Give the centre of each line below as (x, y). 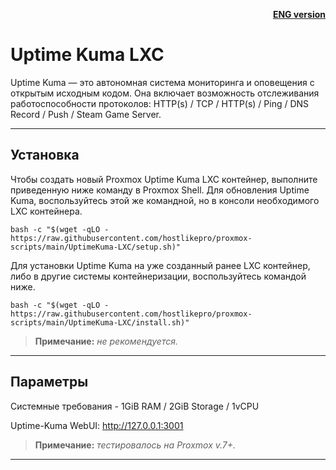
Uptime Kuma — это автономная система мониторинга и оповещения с (162, 82)
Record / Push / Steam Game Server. (86, 114)
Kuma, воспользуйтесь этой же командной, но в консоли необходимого (165, 200)
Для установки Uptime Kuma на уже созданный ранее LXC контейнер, (160, 265)
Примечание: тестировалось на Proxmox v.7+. (135, 445)
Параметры (49, 382)
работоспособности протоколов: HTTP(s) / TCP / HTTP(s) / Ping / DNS (160, 103)
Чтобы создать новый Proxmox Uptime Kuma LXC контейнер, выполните (164, 179)
